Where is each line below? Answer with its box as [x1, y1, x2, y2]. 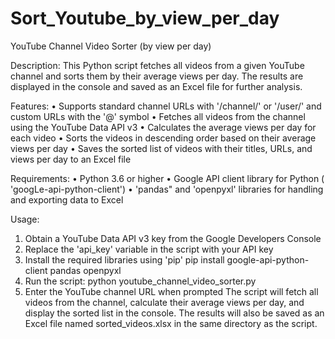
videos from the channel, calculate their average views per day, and [24, 296, 305, 308]
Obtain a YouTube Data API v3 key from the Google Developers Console [24, 232, 322, 244]
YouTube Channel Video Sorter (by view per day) [10, 40, 212, 52]
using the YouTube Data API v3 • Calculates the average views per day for [10, 121, 317, 133]
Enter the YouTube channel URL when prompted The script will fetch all [24, 285, 319, 297]
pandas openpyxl [49, 264, 122, 276]
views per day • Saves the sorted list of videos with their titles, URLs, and [10, 142, 313, 154]
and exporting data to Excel [10, 193, 124, 206]
